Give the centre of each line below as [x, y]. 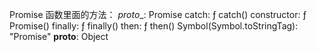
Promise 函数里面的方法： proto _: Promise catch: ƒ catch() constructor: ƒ [158, 14]
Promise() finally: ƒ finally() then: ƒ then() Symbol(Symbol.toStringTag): [154, 26]
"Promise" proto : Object [59, 36]
